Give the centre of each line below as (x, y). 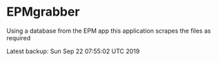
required (19, 37)
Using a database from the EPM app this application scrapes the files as (109, 31)
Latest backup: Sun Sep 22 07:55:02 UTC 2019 (73, 51)
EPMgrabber (43, 12)
